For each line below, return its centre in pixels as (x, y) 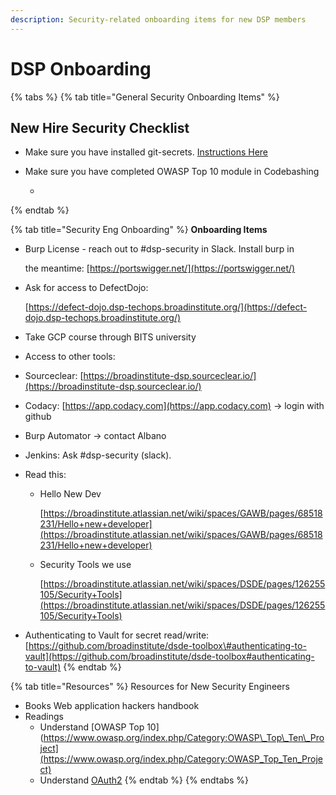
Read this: (45, 475)
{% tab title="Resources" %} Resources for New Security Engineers (150, 687)
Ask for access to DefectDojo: (86, 288)
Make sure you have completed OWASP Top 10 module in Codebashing (172, 172)
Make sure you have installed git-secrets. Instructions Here (146, 152)
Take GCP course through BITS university (110, 337)
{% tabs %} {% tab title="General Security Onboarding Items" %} (145, 97)
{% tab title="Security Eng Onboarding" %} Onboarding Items (139, 230)
